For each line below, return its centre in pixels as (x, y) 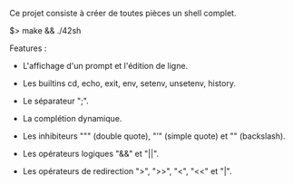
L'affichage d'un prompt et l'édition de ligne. (105, 66)
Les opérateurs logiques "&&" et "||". (91, 154)
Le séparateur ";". (55, 101)
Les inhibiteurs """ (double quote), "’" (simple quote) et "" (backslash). (154, 136)
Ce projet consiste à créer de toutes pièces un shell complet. (123, 13)
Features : (28, 48)
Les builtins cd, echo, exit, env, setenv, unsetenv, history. (129, 83)
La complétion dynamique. (72, 118)
